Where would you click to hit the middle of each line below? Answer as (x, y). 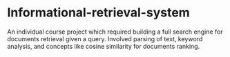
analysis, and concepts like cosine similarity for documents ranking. (104, 46)
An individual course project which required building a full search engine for (115, 32)
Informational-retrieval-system (98, 13)
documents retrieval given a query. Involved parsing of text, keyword (105, 38)
